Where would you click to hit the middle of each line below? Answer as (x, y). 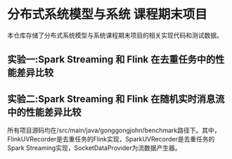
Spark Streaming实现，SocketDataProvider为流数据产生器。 (94, 148)
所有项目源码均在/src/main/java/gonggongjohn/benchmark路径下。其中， (114, 130)
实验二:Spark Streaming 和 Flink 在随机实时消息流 (116, 99)
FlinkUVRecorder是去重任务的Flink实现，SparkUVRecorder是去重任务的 (111, 139)
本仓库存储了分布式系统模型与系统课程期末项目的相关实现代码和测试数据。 (115, 35)
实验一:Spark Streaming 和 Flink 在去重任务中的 (111, 59)
